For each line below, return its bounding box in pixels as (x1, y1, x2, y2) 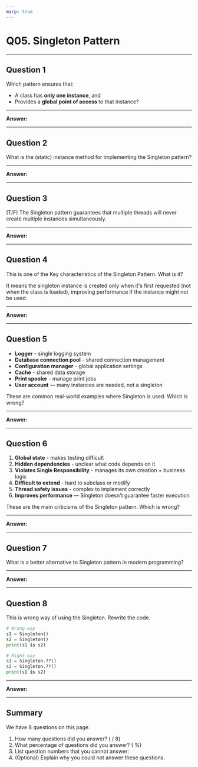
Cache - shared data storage (14, 369, 85, 376)
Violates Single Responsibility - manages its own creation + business (14, 467, 186, 474)
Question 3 (6, 193, 48, 203)
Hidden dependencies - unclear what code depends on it (14, 460, 156, 467)
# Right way (6, 652, 35, 659)
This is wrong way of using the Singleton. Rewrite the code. (6, 614, 151, 621)
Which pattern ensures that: (6, 80, 74, 87)
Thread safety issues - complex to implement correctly (14, 486, 150, 493)
